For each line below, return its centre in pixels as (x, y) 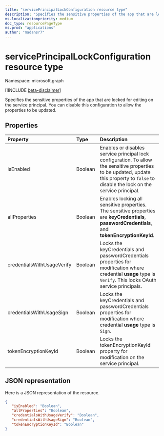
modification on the (122, 357)
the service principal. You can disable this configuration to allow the (73, 105)
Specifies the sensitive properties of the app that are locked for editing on (79, 100)
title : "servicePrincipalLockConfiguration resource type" (66, 10)
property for (114, 351)
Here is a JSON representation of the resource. (52, 392)
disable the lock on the (126, 184)
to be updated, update (125, 172)
